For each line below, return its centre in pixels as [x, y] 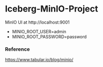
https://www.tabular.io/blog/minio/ [39, 60]
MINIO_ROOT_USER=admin [39, 31]
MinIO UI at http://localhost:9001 [37, 22]
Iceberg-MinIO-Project [51, 9]
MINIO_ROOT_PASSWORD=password [49, 37]
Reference [17, 49]
